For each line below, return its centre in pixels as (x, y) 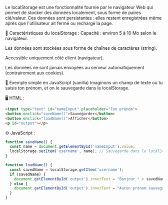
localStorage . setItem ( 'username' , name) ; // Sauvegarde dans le (78, 151)
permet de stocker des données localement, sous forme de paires (73, 13)
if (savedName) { (28, 174)
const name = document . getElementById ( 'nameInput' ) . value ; (72, 147)
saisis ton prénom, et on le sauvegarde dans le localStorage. (67, 88)
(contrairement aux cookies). (35, 73)
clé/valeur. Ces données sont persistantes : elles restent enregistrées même (83, 18)
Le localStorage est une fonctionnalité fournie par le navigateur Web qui (79, 7)
